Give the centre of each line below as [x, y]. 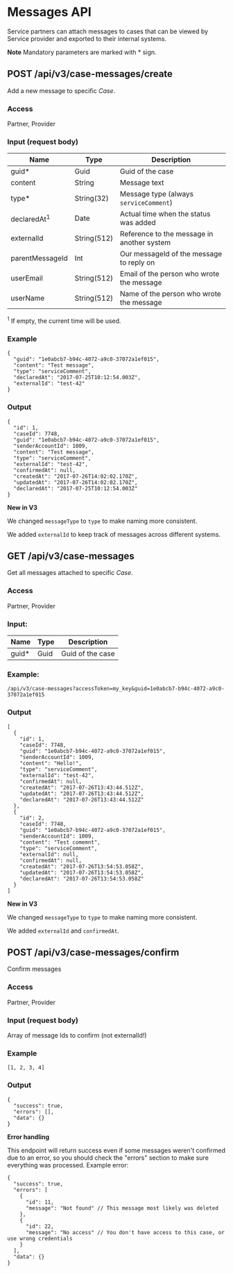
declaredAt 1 [31, 218]
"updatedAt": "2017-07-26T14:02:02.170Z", [76, 482]
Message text [142, 183]
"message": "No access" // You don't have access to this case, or [125, 1232]
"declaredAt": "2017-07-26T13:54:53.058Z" [82, 879]
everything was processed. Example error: [68, 1165]
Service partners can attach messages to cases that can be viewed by [108, 31]
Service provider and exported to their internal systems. [87, 38]
